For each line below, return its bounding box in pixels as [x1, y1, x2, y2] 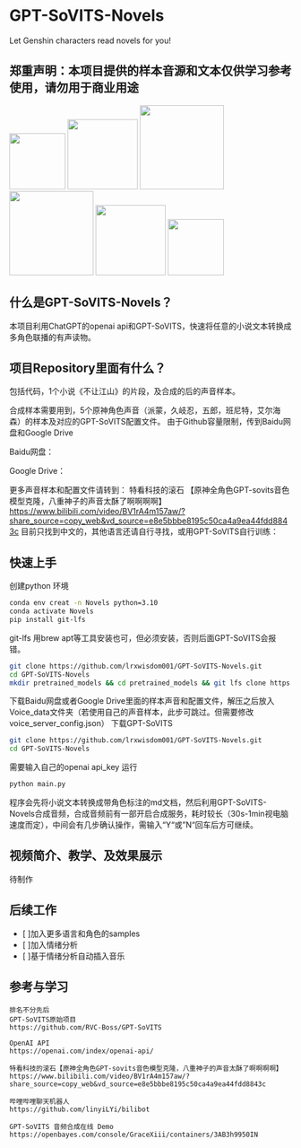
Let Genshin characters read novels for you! [9, 35, 172, 46]
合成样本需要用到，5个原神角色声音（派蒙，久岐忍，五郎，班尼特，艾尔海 [9, 405, 281, 416]
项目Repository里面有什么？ [9, 360, 167, 375]
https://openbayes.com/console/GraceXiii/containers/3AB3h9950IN [9, 1130, 258, 1139]
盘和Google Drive [9, 427, 73, 438]
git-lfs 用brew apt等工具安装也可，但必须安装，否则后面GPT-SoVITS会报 [9, 632, 277, 643]
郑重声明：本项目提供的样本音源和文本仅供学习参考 [9, 64, 292, 79]
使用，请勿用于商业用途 [9, 80, 139, 95]
